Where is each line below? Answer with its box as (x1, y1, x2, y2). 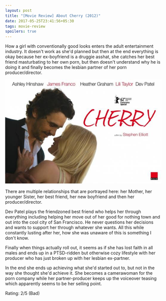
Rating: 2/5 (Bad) (5, 291, 40, 297)
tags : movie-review (5, 24, 46, 29)
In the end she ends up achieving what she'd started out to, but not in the (5, 265, 155, 271)
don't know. (5, 235, 29, 241)
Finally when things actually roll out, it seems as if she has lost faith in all (5, 245, 153, 251)
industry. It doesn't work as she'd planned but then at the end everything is (5, 49, 159, 55)
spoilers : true (5, 29, 37, 34)
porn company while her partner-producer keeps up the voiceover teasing (5, 276, 157, 282)
